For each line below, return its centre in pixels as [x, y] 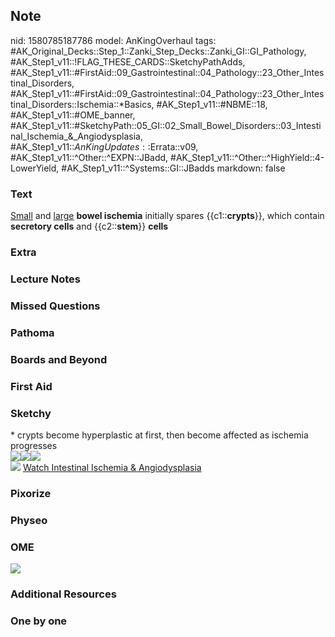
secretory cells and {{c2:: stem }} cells [89, 226]
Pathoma [32, 332]
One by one [39, 621]
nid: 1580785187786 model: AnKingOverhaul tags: [113, 40]
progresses [34, 445]
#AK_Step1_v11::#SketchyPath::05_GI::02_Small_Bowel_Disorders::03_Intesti [166, 125]
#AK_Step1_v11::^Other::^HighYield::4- [247, 157]
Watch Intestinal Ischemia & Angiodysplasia [112, 467]
